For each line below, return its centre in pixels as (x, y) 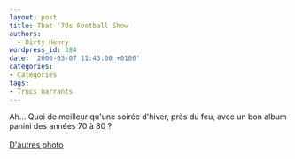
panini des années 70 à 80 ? (61, 125)
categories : (31, 67)
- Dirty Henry (43, 42)
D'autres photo (36, 144)
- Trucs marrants (41, 91)
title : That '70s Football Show (69, 26)
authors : (25, 34)
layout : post (33, 17)
